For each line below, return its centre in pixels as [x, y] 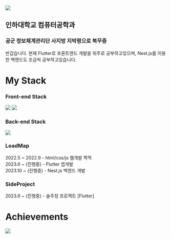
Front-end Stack [26, 96]
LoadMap [17, 146]
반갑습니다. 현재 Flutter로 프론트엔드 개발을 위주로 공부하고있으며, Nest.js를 [81, 53]
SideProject [20, 184]
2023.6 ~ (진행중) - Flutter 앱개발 [39, 164]
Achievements [37, 217]
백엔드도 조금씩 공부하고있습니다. [44, 59]
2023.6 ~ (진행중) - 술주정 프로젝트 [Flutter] [50, 196]
